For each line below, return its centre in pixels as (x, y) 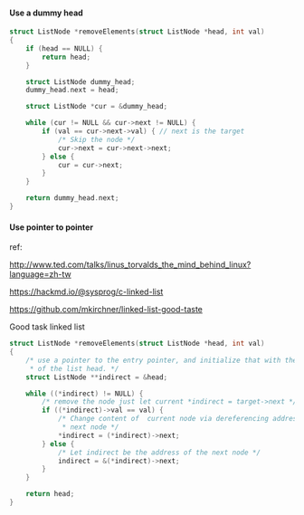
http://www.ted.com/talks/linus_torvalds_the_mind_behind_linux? (130, 265)
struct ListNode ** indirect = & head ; (97, 377)
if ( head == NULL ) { (64, 48)
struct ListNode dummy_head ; (81, 81)
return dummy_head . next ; (72, 198)
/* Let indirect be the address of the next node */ (159, 453)
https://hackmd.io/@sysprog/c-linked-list (86, 292)
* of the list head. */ (74, 368)
